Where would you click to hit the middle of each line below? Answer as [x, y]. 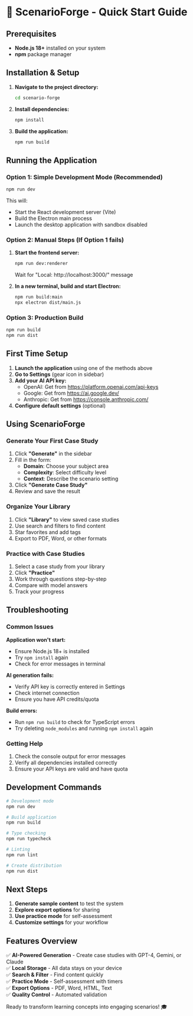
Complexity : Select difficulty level [65, 473]
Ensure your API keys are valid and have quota [71, 769]
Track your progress [39, 592]
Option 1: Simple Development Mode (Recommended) [85, 177]
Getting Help [24, 743]
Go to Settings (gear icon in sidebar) [59, 374]
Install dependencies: [42, 109]
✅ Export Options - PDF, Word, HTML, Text [59, 988]
